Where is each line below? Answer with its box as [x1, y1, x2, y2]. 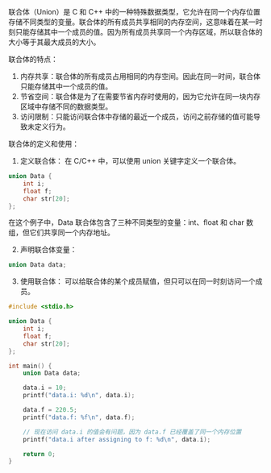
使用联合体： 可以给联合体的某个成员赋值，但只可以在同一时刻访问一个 [19, 276, 256, 286]
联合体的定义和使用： [8, 139, 79, 148]
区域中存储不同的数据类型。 [19, 102, 113, 111]
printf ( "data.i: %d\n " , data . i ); [23, 392, 135, 400]
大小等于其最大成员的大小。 [8, 37, 101, 47]
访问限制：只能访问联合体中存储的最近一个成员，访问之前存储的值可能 [19, 112, 254, 121]
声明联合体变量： [19, 245, 77, 255]
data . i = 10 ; [23, 384, 67, 392]
